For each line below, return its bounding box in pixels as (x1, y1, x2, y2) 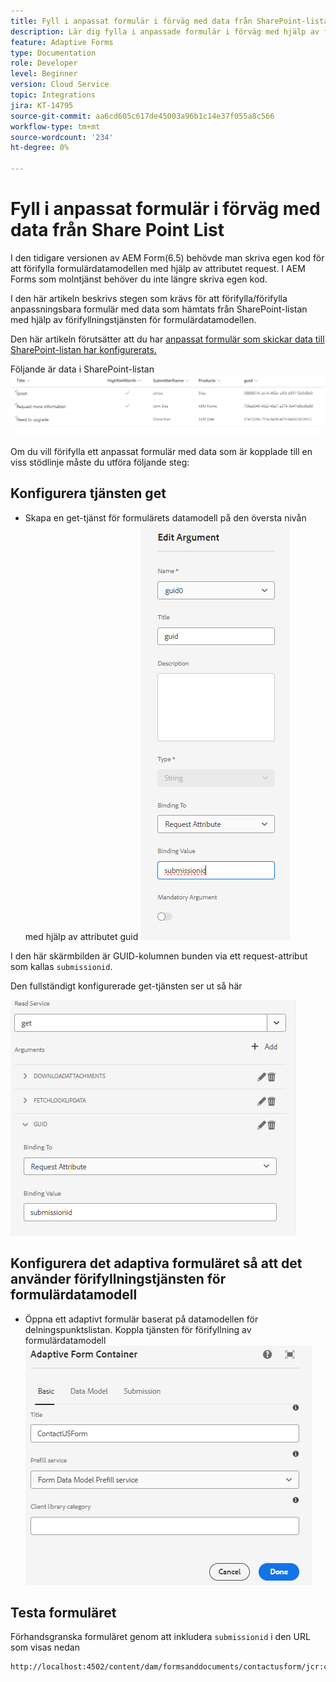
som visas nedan (10, 1641, 80, 1654)
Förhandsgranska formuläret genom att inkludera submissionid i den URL (10, 1631, 311, 1643)
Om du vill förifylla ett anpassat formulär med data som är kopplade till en (10, 445, 313, 457)
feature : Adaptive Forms (10, 37, 114, 47)
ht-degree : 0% (10, 143, 70, 153)
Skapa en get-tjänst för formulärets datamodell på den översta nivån (24, 511, 307, 524)
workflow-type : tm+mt (10, 121, 101, 132)
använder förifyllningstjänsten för (10, 1271, 227, 1288)
